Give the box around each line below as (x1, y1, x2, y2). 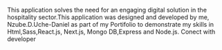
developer (7, 35, 37, 43)
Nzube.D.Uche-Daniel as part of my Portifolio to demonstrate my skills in (7, 21, 214, 28)
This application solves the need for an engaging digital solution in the (7, 6, 207, 14)
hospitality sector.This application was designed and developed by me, (7, 13, 210, 21)
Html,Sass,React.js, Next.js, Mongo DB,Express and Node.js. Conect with (7, 27, 216, 36)
